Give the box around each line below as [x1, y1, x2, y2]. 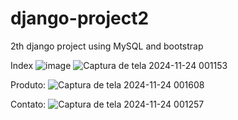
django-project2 [10, 7, 150, 30]
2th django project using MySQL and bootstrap [10, 40, 204, 52]
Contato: [10, 98, 47, 110]
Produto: [10, 78, 47, 91]
